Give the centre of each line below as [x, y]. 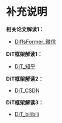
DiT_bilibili [27, 114]
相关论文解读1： [25, 29]
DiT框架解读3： [25, 102]
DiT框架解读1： [24, 54]
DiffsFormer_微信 [35, 41]
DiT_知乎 [25, 66]
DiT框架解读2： [25, 79]
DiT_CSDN [27, 90]
